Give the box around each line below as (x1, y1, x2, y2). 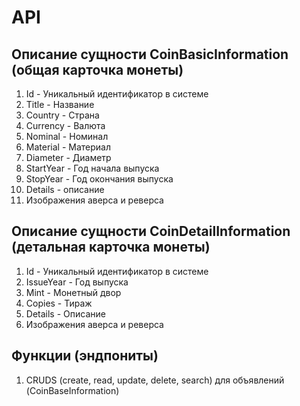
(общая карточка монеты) (11, 61, 184, 78)
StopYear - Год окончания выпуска (25, 173, 174, 185)
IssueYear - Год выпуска (25, 276, 129, 288)
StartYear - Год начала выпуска (25, 162, 160, 174)
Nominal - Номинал (25, 131, 109, 142)
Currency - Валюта (25, 120, 106, 131)
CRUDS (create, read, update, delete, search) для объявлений (25, 374, 285, 386)
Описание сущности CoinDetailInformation (11, 223, 291, 240)
